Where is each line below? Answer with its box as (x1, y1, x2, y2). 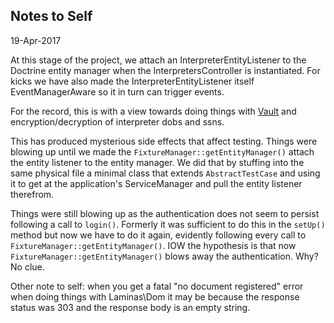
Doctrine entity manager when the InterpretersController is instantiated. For (10, 64, 321, 76)
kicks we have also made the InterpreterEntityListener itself (10, 75, 255, 87)
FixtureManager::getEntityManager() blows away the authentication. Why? (10, 250, 319, 262)
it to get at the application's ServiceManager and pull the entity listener (10, 177, 303, 189)
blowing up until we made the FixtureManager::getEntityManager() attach (10, 145, 315, 158)
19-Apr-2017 (10, 34, 62, 46)
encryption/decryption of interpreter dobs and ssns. (10, 115, 225, 128)
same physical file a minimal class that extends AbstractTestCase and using (10, 167, 321, 179)
